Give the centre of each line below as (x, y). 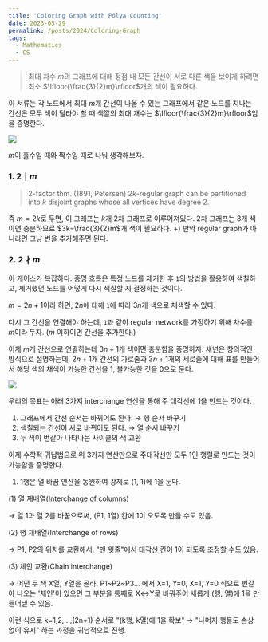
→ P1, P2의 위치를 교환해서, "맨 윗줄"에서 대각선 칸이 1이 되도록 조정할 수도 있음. (134, 549)
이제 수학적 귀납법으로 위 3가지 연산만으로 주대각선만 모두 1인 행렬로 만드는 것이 (132, 455)
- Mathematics (39, 45)
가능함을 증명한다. (36, 464)
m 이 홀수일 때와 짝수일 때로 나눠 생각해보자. (76, 155)
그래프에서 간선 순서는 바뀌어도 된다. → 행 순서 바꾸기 (103, 417)
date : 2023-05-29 (37, 23)
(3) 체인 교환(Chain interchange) (61, 566)
